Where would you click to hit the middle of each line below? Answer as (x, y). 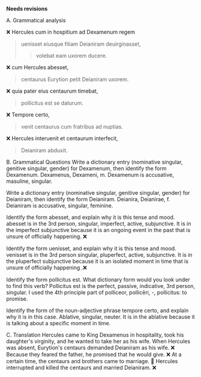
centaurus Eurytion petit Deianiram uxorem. (75, 79)
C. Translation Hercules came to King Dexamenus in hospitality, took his (95, 335)
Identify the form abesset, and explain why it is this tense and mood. (91, 217)
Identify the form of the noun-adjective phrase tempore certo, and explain (97, 310)
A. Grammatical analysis (36, 20)
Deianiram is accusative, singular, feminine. (60, 206)
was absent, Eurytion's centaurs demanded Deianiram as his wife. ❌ (91, 348)
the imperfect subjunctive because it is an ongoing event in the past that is (98, 230)
